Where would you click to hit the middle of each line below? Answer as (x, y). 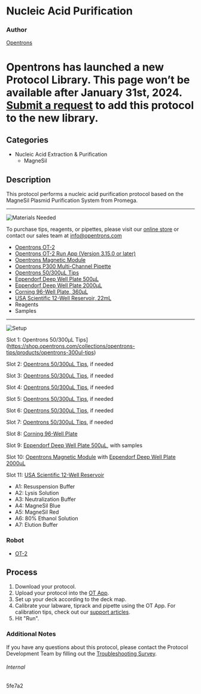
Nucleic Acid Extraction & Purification (61, 155)
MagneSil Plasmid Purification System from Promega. (72, 200)
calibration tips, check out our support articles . (72, 612)
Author (17, 30)
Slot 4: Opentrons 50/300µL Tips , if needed (60, 387)
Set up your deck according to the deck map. (71, 599)
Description (28, 179)
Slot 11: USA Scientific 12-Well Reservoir (55, 475)
